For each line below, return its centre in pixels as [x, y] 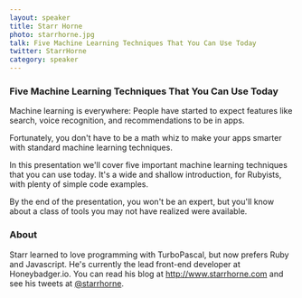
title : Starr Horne [46, 26]
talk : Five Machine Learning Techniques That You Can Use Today [133, 43]
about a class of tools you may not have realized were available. [128, 211]
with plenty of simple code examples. [79, 184]
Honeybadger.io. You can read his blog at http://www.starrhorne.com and [146, 274]
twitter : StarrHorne [48, 51]
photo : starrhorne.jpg [52, 34]
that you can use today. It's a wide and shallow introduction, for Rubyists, [146, 175]
